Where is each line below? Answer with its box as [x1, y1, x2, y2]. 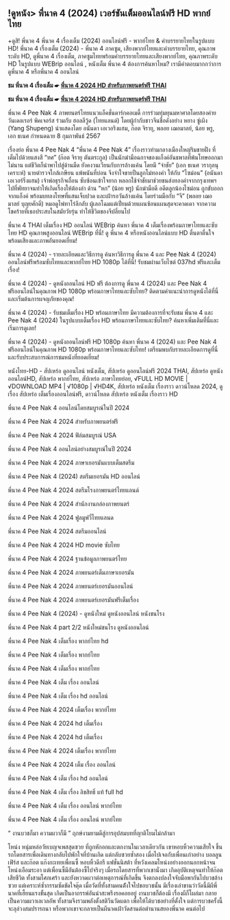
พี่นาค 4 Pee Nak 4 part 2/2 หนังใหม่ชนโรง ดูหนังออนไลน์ [8, 623, 149, 631]
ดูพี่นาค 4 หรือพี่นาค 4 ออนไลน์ [8, 67, 79, 75]
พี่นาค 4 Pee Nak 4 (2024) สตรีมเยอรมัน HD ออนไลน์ [8, 472, 140, 480]
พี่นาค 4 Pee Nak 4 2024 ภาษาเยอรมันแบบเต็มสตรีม [8, 458, 135, 467]
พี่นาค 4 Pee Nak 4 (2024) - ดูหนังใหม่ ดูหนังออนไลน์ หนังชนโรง [8, 609, 165, 617]
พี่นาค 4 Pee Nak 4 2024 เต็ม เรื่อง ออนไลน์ [8, 760, 116, 768]
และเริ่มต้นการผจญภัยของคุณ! [8, 294, 75, 303]
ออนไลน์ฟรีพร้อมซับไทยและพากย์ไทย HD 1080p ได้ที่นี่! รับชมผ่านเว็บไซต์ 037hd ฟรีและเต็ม [8, 257, 221, 266]
